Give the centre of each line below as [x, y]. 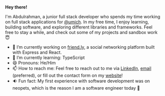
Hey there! [16, 7]
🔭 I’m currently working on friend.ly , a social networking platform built [83, 47]
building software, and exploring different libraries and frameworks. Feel [79, 27]
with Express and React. [37, 52]
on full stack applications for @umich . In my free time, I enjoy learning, [77, 22]
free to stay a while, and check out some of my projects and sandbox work [81, 32]
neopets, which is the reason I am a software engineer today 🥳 [76, 88]
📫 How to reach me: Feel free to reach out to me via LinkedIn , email [82, 68]
